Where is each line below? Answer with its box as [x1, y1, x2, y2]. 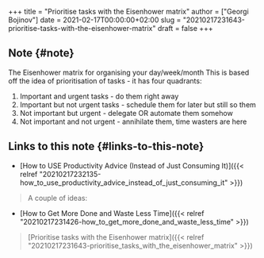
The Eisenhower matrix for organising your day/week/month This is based [8, 67, 250, 77]
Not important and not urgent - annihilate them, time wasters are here [19, 117, 247, 126]
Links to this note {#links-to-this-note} [8, 140, 205, 153]
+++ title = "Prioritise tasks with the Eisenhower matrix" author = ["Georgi [8, 7, 250, 16]
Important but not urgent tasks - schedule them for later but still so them [19, 99, 256, 110]
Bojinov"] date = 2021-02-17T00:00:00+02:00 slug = [8, 15, 182, 25]
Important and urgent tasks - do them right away [19, 91, 179, 101]
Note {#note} [8, 47, 75, 60]
